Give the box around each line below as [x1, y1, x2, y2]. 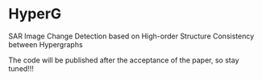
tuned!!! [8, 63, 34, 73]
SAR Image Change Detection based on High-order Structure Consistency [8, 31, 255, 41]
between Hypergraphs [8, 39, 83, 49]
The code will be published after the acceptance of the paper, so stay [8, 55, 239, 65]
